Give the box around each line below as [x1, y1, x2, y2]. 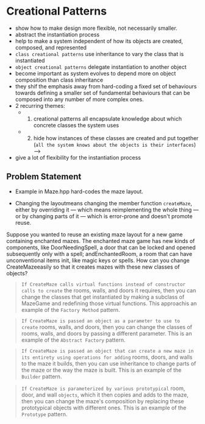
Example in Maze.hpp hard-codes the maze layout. [15, 188, 143, 195]
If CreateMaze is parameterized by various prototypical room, [21, 384, 185, 392]
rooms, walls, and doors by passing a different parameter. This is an [21, 330, 192, 337]
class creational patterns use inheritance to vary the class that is [15, 50, 184, 57]
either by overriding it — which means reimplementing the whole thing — [15, 206, 199, 213]
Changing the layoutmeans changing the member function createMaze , [15, 199, 192, 207]
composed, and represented [15, 44, 87, 51]
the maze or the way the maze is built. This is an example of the [21, 366, 182, 373]
